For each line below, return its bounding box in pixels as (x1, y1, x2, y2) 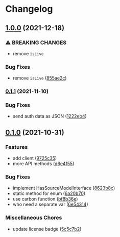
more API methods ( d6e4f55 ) (12, 161, 75, 167)
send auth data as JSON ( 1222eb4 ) (12, 113, 87, 120)
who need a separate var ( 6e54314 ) (12, 201, 88, 208)
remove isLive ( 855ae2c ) (12, 75, 67, 81)
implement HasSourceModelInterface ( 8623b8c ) (12, 185, 115, 191)
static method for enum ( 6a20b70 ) (12, 190, 86, 196)
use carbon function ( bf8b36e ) (12, 196, 78, 202)
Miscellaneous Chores (5, 214, 62, 221)
